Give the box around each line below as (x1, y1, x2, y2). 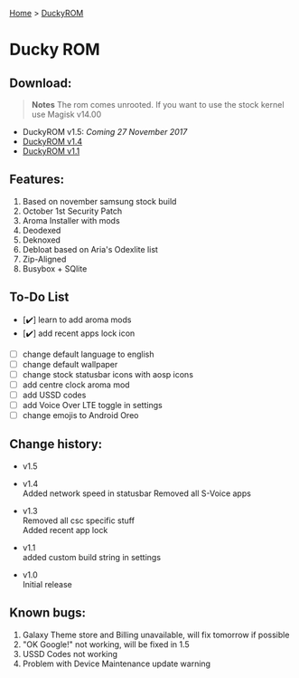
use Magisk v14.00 (31, 109, 102, 119)
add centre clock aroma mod (22, 379, 130, 390)
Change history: (9, 436, 103, 452)
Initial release (22, 578, 72, 589)
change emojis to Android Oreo (22, 410, 139, 420)
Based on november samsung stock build (22, 196, 177, 206)
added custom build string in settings (22, 551, 161, 562)
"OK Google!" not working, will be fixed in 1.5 (22, 638, 190, 650)
